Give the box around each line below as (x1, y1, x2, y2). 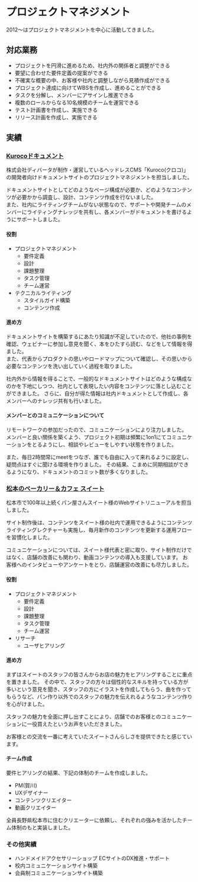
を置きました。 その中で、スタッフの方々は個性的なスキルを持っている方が (6, 678, 189, 685)
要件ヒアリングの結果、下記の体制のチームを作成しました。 (6, 769, 151, 776)
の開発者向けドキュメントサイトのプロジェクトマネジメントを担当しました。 (6, 174, 193, 181)
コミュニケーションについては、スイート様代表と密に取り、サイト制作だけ (6, 547, 187, 554)
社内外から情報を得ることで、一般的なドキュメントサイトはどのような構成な (6, 375, 193, 382)
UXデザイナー (14, 789, 48, 796)
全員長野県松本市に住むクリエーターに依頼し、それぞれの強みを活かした (6, 816, 182, 823)
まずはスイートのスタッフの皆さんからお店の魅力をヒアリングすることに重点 (6, 671, 193, 678)
